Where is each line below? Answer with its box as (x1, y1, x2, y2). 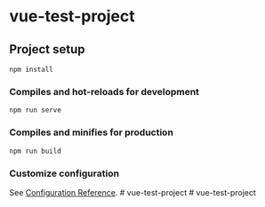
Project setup (9, 42, 86, 57)
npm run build (9, 147, 62, 155)
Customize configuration (9, 167, 120, 179)
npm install (9, 65, 53, 74)
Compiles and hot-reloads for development (9, 85, 200, 98)
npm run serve (9, 106, 62, 115)
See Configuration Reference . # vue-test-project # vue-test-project (9, 187, 256, 197)
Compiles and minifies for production (9, 126, 173, 139)
